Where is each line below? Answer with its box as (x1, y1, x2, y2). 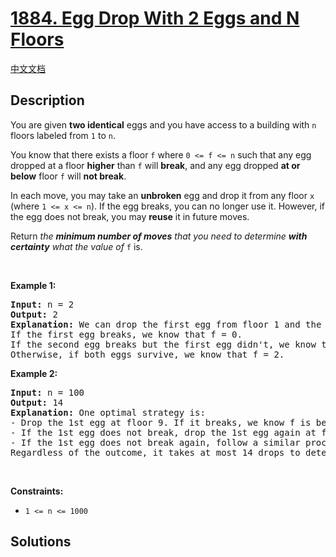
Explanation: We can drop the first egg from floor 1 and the (10, 318, 322, 330)
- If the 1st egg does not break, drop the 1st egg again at (10, 427, 317, 438)
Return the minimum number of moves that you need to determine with (10, 230, 308, 242)
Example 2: (10, 367, 58, 379)
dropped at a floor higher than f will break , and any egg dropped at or (10, 159, 301, 171)
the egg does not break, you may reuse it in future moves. (10, 210, 250, 222)
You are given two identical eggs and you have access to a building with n (10, 118, 317, 131)
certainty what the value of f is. (10, 240, 143, 252)
